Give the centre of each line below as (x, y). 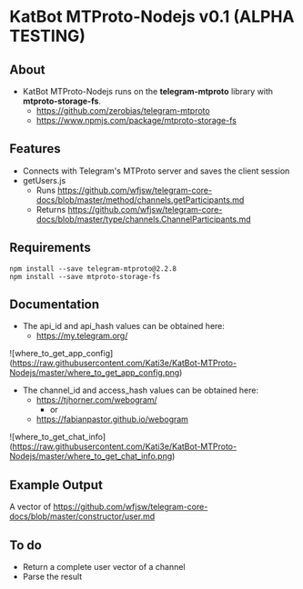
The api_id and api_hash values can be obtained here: (124, 326)
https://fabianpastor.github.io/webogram (112, 419)
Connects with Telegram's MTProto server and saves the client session (156, 171)
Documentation (55, 305)
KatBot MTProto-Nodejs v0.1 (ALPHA (152, 17)
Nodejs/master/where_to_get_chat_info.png (91, 456)
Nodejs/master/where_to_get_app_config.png (95, 373)
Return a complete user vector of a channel (104, 567)
